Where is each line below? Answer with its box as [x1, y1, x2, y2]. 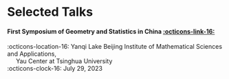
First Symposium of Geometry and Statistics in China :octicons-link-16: [7, 27, 215, 35]
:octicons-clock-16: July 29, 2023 [7, 65, 103, 73]
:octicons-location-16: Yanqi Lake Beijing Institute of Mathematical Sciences [7, 43, 222, 51]
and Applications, [7, 49, 57, 58]
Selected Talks [7, 4, 94, 20]
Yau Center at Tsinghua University [16, 57, 113, 65]
